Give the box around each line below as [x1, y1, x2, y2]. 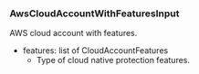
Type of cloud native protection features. [36, 55, 190, 66]
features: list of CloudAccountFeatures [22, 45, 169, 56]
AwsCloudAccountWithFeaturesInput [9, 7, 180, 20]
